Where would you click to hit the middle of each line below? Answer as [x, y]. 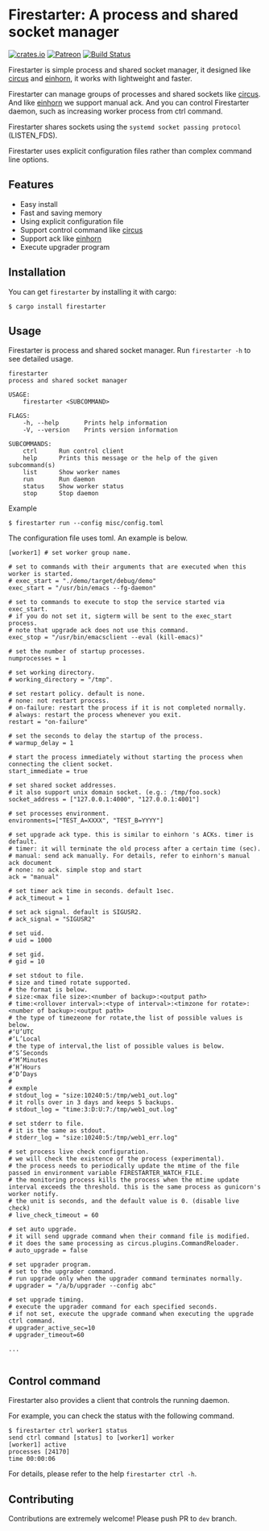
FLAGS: [19, 416]
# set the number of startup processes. [77, 652]
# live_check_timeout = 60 [54, 1215]
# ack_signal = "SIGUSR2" [52, 920]
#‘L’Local [25, 1039]
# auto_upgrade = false [48, 1251]
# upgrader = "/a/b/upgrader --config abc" [83, 1286]
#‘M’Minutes [28, 1061]
